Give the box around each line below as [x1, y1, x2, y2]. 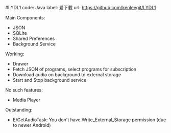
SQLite [12, 30, 27, 36]
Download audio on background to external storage [12, 72, 121, 78]
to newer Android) [12, 122, 51, 128]
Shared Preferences [12, 35, 55, 41]
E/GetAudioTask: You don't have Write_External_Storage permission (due [12, 117, 166, 123]
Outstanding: [5, 107, 33, 113]
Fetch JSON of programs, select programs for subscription [12, 66, 137, 72]
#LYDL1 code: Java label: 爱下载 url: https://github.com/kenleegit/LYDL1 [5, 5, 156, 10]
